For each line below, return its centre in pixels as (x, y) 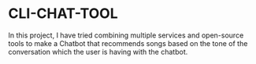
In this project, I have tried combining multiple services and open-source (126, 35)
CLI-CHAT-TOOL (63, 14)
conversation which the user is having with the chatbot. (98, 52)
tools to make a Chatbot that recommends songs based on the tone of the (128, 43)
